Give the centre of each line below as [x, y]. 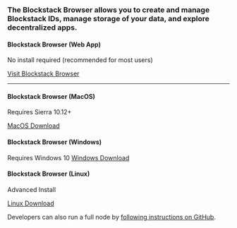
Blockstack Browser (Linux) [49, 174]
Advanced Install [32, 189]
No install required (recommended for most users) [80, 60]
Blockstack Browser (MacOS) [51, 96]
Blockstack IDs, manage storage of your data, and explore [109, 18]
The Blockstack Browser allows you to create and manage [109, 10]
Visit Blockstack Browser [43, 74]
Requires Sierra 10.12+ [39, 112]
